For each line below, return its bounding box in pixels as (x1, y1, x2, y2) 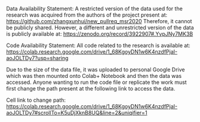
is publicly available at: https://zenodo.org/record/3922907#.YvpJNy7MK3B (6, 30, 193, 37)
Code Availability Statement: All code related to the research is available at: (6, 42, 191, 49)
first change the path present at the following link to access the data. (6, 85, 176, 92)
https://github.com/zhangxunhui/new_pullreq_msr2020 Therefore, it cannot (6, 18, 192, 24)
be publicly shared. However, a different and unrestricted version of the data (6, 24, 194, 31)
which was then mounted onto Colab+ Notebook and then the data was (6, 73, 182, 79)
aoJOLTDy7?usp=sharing (6, 55, 69, 61)
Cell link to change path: (6, 96, 66, 104)
